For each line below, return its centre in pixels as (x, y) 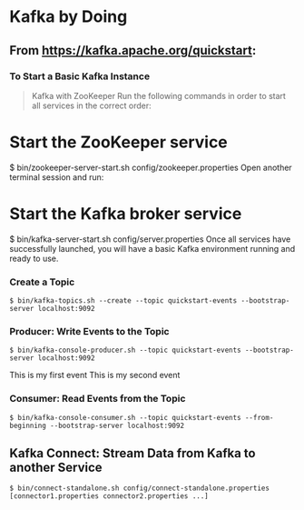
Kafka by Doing (69, 17)
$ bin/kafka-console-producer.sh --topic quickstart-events (126, 350)
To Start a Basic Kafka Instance (80, 76)
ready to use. (34, 258)
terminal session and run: (57, 177)
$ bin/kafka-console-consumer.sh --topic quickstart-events (126, 417)
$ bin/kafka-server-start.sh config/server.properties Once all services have (150, 239)
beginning (28, 425)
